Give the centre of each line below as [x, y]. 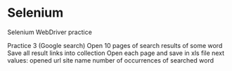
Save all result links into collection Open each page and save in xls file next [116, 53]
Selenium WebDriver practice [50, 32]
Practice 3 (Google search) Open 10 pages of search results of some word [115, 45]
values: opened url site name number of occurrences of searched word [111, 60]
